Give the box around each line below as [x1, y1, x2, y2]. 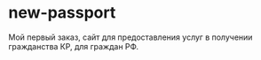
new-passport [8, 3, 116, 23]
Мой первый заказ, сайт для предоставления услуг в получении [8, 32, 253, 42]
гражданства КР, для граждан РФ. [8, 41, 139, 51]
